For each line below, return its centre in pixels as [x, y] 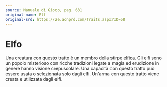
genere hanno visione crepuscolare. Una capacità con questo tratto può [80, 69]
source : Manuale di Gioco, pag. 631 [44, 10]
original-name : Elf [26, 15]
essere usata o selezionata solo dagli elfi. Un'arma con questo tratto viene [82, 74]
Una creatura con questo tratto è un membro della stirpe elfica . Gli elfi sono [84, 58]
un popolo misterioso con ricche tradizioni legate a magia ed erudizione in [82, 63]
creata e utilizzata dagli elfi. [34, 79]
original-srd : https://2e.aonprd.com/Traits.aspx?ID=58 [65, 19]
